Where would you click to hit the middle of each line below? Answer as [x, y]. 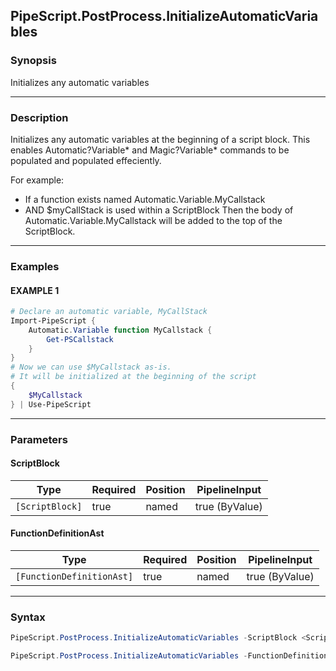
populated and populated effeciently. [86, 160]
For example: [37, 180]
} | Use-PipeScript [51, 404]
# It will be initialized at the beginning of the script [133, 377]
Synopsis [33, 61]
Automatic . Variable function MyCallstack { [120, 330]
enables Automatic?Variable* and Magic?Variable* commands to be [150, 150]
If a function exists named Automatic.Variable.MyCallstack [145, 199]
